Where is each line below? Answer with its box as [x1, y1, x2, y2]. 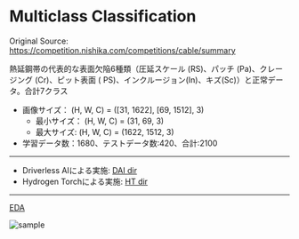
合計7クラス [24, 85, 69, 96]
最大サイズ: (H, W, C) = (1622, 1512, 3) [35, 126, 175, 137]
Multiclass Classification [9, 6, 197, 27]
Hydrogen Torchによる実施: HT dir [21, 176, 149, 187]
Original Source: [9, 36, 69, 46]
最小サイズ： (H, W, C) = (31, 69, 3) [35, 116, 165, 126]
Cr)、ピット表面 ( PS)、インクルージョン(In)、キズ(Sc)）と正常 [37, 74, 269, 85]
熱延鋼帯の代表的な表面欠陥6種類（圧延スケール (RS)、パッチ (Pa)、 [9, 63, 260, 74]
